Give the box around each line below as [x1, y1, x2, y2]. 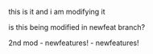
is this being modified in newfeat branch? [8, 23, 146, 31]
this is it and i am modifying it [8, 7, 106, 16]
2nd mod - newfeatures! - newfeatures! [8, 38, 139, 48]
